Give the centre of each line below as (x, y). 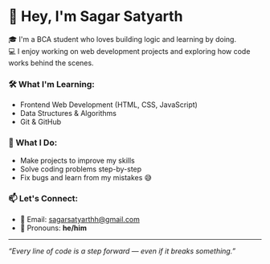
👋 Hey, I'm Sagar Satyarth (96, 16)
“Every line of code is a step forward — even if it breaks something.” (122, 251)
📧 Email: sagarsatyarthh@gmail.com (80, 219)
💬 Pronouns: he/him (53, 228)
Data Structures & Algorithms (68, 113)
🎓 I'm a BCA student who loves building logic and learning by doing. (123, 39)
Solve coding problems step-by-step (81, 169)
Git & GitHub (41, 122)
